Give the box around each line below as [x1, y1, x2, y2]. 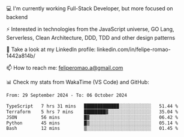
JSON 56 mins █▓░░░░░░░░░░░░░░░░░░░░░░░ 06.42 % [6, 114, 179, 120]
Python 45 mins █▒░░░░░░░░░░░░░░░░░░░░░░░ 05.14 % [6, 120, 179, 126]
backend [6, 14, 28, 20]
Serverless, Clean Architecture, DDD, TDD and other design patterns [6, 34, 176, 41]
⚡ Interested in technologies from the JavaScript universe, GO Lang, [6, 26, 174, 32]
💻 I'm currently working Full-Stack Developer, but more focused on [6, 5, 173, 12]
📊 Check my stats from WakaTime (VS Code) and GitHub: [6, 79, 150, 85]
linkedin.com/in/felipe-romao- [96, 46, 171, 53]
